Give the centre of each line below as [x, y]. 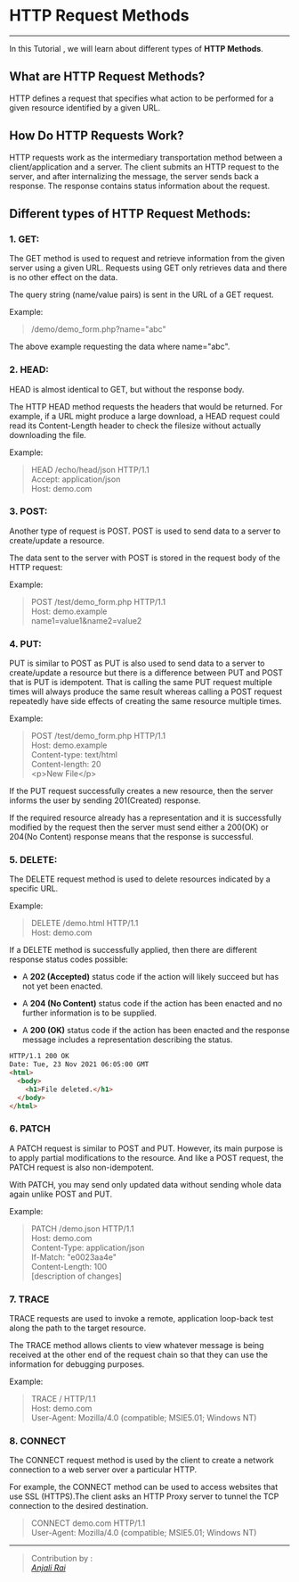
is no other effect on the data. [64, 277]
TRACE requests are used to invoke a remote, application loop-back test [141, 1319]
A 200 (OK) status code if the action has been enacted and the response [156, 1031]
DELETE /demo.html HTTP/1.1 [85, 924]
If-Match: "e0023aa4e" [74, 1257]
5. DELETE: [33, 860]
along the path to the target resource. [78, 1328]
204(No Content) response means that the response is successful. [131, 837]
